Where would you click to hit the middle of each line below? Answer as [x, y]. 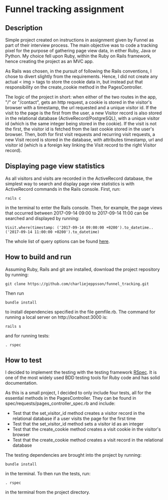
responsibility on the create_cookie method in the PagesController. [74, 87]
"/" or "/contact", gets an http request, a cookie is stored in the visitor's [78, 102]
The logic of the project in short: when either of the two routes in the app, [81, 97]
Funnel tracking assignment [65, 9]
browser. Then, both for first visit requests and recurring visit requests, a [80, 134]
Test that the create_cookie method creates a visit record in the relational [88, 440]
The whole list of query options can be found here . [58, 241]
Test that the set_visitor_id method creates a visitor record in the [79, 413]
